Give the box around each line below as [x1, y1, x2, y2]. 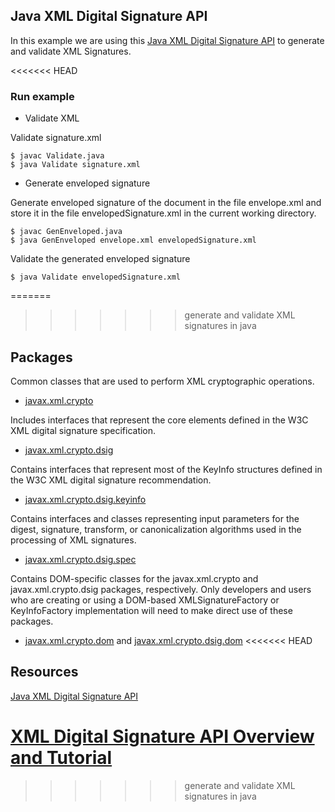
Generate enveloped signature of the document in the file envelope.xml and [10, 197, 322, 209]
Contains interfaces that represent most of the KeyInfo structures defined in [10, 463, 323, 475]
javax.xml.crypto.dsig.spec [24, 553, 137, 565]
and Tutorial [10, 746, 113, 769]
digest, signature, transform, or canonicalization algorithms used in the [10, 523, 302, 535]
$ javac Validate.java [10, 151, 105, 161]
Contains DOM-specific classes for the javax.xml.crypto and [10, 572, 259, 584]
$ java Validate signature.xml [10, 160, 141, 170]
